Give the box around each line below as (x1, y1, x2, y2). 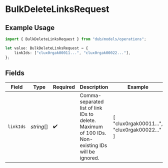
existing (79, 142, 98, 149)
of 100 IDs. (79, 129, 106, 136)
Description (79, 83, 108, 90)
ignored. (79, 154, 99, 161)
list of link (79, 104, 102, 111)
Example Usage (5, 23, 55, 32)
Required (52, 83, 75, 90)
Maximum (79, 123, 103, 130)
